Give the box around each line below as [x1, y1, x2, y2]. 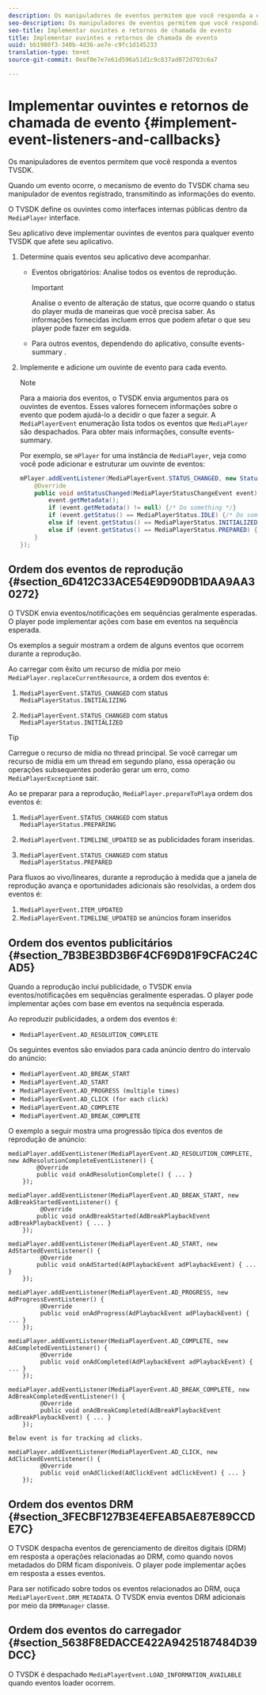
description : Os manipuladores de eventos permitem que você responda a [8, 11, 253, 20]
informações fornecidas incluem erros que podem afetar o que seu [31, 315, 251, 324]
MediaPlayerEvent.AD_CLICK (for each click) [19, 1096, 169, 1104]
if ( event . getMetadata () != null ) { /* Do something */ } [48, 504, 237, 512]
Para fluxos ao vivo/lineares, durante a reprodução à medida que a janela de [8, 873, 257, 882]
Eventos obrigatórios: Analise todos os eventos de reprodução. [31, 267, 237, 277]
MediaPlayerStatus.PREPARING [19, 821, 116, 829]
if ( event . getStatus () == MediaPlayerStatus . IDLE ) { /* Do [48, 511, 244, 519]
